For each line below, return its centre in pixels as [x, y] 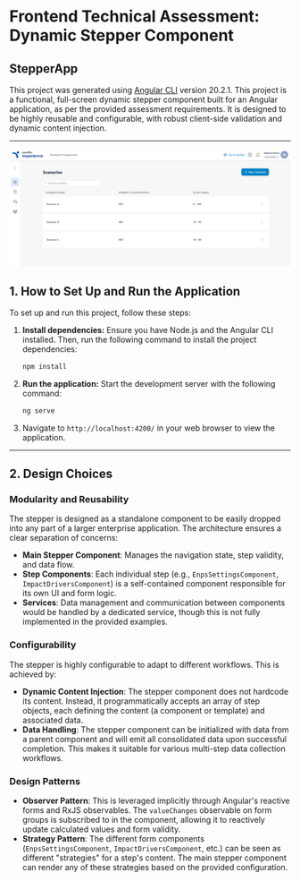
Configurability [43, 645]
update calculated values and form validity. [101, 829]
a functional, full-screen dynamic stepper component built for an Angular [144, 99]
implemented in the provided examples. [95, 622]
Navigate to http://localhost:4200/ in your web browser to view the [148, 428]
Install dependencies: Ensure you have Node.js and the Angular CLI [148, 329]
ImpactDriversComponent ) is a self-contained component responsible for [154, 584]
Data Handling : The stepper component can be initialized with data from [155, 729]
